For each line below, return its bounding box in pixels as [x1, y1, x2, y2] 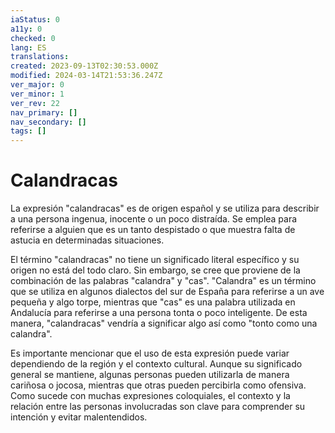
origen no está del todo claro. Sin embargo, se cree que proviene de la [10, 264, 301, 276]
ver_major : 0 [10, 80, 65, 90]
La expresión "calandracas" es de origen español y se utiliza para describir [10, 202, 320, 215]
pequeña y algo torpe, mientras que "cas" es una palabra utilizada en [10, 296, 296, 308]
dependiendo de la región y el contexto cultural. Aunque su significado [10, 358, 303, 370]
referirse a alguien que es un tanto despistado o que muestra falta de [10, 224, 296, 236]
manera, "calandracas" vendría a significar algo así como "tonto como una [10, 317, 318, 330]
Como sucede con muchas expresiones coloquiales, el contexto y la [10, 390, 291, 402]
